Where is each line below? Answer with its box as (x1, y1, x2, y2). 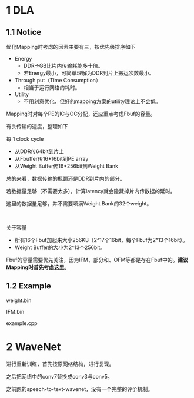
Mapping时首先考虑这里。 (6, 264, 70, 271)
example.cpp (6, 319, 38, 327)
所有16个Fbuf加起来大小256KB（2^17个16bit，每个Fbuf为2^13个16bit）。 (14, 237, 188, 243)
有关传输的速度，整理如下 (6, 123, 68, 130)
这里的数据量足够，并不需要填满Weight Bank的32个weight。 (6, 200, 152, 207)
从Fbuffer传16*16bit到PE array (14, 155, 89, 162)
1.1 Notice (6, 27, 42, 37)
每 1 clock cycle (6, 135, 44, 142)
